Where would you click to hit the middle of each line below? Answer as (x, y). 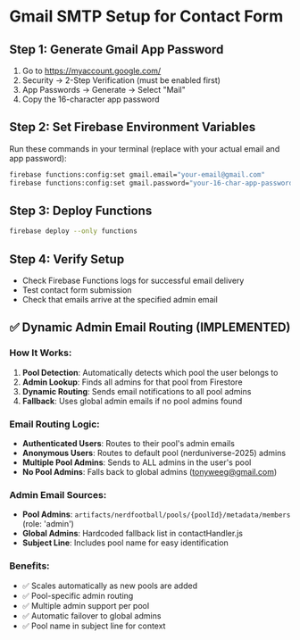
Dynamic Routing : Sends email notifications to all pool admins (137, 391)
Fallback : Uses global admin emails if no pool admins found (132, 401)
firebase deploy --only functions (74, 231)
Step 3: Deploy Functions (81, 210)
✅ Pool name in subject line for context (94, 626)
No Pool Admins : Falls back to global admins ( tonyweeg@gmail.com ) (150, 472)
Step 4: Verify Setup (67, 259)
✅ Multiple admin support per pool (86, 605)
